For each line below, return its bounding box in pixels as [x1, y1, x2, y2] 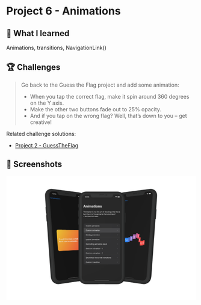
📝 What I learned [6, 28, 70, 39]
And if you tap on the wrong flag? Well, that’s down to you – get [29, 112, 187, 119]
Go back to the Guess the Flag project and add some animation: [20, 81, 179, 88]
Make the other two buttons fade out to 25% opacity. [29, 105, 161, 112]
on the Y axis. [29, 99, 64, 106]
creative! [29, 119, 52, 126]
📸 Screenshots [6, 159, 63, 170]
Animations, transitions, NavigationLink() [6, 44, 107, 51]
